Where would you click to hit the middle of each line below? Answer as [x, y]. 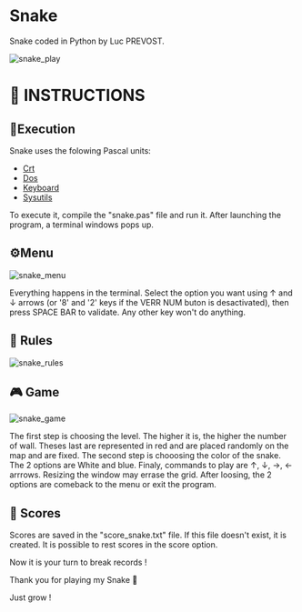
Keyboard [41, 187]
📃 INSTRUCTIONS [77, 95]
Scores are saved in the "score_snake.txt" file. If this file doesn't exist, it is [148, 535]
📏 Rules [31, 341]
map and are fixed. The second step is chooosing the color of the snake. [146, 456]
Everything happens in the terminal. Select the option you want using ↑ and [151, 293]
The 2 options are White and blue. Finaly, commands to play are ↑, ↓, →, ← [151, 466]
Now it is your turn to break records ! [78, 562]
